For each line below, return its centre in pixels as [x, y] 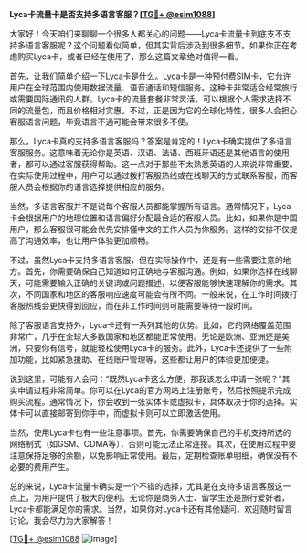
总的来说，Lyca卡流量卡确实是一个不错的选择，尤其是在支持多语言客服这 [146, 486]
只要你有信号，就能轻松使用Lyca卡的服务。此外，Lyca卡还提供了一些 [155, 348]
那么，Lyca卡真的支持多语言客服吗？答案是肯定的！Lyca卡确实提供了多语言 [151, 141]
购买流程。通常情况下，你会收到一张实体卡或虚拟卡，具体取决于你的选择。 [149, 402]
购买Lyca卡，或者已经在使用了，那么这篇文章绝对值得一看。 [130, 57]
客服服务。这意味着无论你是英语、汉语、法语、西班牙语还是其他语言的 [142, 153]
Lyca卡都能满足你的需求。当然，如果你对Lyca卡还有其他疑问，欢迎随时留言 [151, 509]
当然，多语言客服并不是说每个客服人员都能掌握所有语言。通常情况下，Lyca [150, 206]
